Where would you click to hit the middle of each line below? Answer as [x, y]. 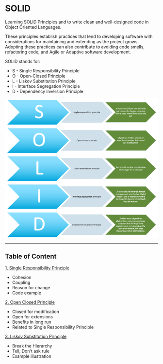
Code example [26, 293]
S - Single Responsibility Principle [46, 70]
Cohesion [22, 278]
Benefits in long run [32, 322]
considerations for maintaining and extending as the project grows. [72, 41]
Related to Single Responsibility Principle [53, 327]
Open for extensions [33, 317]
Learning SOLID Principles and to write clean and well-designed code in [77, 22]
